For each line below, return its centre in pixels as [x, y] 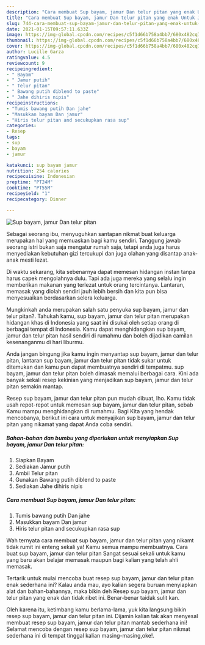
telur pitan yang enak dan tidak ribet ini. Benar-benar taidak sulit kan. [93, 597]
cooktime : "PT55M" [30, 188]
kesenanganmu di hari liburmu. [45, 342]
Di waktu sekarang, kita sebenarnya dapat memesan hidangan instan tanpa [101, 271]
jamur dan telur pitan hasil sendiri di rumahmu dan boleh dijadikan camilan [100, 335]
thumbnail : [20, 40]
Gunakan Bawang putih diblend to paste [65, 479]
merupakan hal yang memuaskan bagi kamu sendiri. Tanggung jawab [94, 240]
